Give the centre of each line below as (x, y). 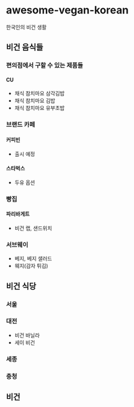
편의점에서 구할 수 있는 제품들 (45, 65)
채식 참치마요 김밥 (35, 101)
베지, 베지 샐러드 (33, 258)
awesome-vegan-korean (68, 10)
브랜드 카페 (21, 125)
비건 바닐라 (27, 335)
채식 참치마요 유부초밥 (40, 108)
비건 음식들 (25, 47)
